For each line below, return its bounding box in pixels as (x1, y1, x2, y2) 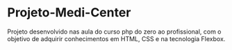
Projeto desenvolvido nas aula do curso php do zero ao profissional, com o (7, 27, 222, 36)
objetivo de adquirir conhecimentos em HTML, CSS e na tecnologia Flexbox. (7, 34, 226, 42)
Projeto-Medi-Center (7, 5, 131, 21)
